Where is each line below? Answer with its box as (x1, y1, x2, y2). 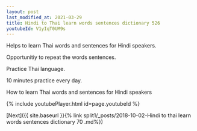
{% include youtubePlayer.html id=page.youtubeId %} (6, 100, 140, 108)
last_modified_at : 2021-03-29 (6, 14, 83, 20)
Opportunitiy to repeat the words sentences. (6, 53, 116, 61)
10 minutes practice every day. (6, 77, 83, 84)
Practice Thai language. (6, 65, 65, 73)
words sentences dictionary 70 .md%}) (6, 118, 104, 126)
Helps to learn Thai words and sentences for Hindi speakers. (6, 42, 157, 49)
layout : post (6, 8, 39, 15)
